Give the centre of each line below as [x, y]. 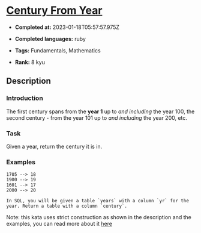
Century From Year [54, 11]
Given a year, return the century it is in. [54, 146]
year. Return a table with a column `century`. [67, 206]
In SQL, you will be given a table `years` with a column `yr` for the [97, 201]
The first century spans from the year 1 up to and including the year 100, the [100, 111]
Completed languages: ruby [50, 39]
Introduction [25, 98]
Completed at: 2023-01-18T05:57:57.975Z [67, 27]
